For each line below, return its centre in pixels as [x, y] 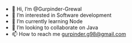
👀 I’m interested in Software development [61, 15]
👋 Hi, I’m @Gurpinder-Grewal [47, 9]
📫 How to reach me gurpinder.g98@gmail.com [69, 34]
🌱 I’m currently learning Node [47, 21]
